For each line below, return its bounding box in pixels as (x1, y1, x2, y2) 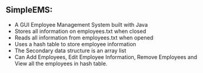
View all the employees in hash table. (14, 60, 108, 67)
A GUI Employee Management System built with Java (14, 21, 148, 28)
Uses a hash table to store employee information (14, 40, 136, 47)
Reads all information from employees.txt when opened (14, 33, 154, 41)
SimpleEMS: (5, 5, 53, 15)
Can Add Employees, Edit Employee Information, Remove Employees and (14, 53, 198, 60)
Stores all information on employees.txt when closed (14, 27, 146, 35)
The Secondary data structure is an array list (14, 47, 126, 54)
